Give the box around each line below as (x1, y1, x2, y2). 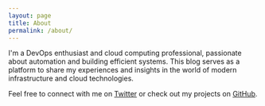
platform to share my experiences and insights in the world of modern (8, 65, 237, 75)
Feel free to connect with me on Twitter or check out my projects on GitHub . (8, 89, 258, 99)
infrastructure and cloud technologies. (8, 73, 134, 84)
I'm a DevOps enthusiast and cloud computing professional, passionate (8, 49, 242, 58)
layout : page (8, 11, 52, 20)
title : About (8, 19, 52, 27)
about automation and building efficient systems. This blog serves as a (8, 57, 240, 66)
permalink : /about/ (8, 26, 73, 34)
